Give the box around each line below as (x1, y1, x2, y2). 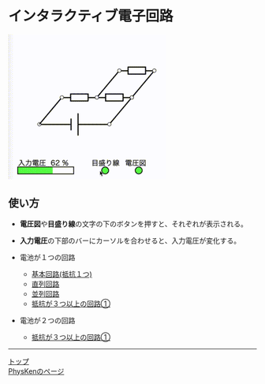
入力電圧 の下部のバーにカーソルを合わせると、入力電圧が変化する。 (19, 236, 241, 245)
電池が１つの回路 (19, 252, 76, 262)
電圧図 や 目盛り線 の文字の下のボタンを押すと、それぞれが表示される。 (19, 218, 248, 229)
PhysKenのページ (8, 366, 65, 375)
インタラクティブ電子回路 (8, 7, 174, 25)
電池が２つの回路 (19, 315, 76, 325)
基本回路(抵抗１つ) (31, 269, 92, 278)
